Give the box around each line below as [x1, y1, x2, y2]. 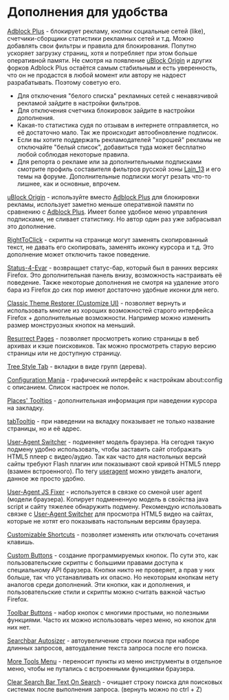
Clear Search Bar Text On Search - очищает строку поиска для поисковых [7, 677, 223, 686]
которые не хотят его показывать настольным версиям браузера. [7, 517, 201, 525]
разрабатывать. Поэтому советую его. [7, 78, 122, 86]
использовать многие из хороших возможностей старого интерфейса [7, 306, 214, 314]
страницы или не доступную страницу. [7, 349, 122, 357]
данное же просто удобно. [7, 474, 86, 483]
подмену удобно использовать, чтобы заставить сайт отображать [7, 445, 202, 453]
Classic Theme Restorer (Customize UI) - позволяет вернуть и [7, 299, 186, 307]
